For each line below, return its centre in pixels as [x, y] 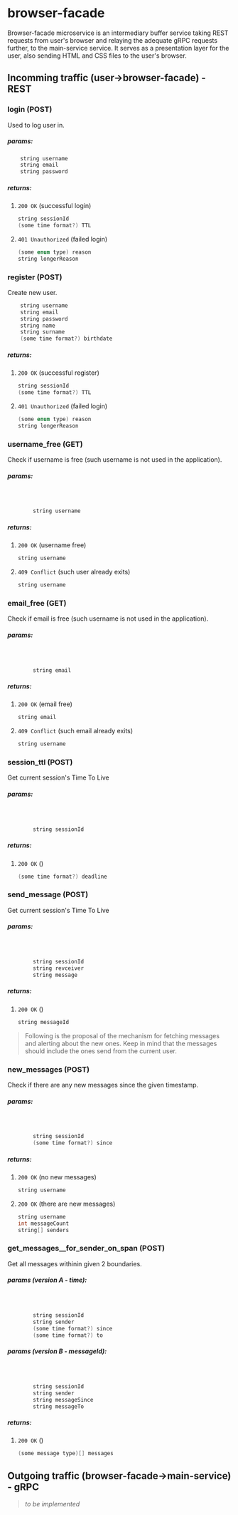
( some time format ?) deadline [63, 877]
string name [38, 326]
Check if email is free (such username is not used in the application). [108, 619]
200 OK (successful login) [54, 206]
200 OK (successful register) [58, 373]
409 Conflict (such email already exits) [75, 731]
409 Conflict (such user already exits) [74, 572]
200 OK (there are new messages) [66, 1204]
